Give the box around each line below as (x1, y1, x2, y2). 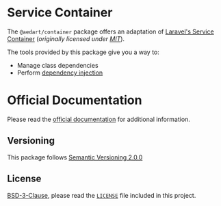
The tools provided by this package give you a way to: (7, 48, 159, 56)
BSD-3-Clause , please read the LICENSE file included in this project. (7, 191, 196, 199)
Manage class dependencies (16, 61, 99, 69)
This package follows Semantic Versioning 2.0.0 (7, 153, 143, 162)
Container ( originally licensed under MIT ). (7, 34, 125, 42)
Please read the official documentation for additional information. (7, 115, 190, 123)
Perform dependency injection (16, 68, 103, 77)
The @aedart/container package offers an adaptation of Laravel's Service (7, 27, 214, 36)
